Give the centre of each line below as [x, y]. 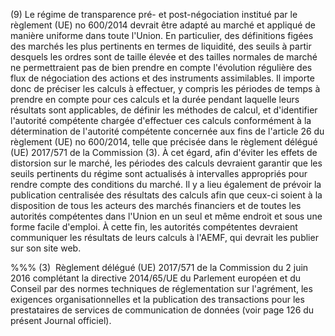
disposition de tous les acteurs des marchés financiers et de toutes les [156, 205]
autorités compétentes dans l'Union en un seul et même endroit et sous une [166, 216]
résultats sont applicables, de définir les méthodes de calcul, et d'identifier [164, 110]
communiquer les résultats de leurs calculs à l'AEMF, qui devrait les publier [164, 237]
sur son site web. [46, 248]
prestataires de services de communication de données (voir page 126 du [162, 310]
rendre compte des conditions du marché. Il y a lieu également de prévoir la [166, 184]
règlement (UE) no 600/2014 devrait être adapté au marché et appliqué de [163, 25]
